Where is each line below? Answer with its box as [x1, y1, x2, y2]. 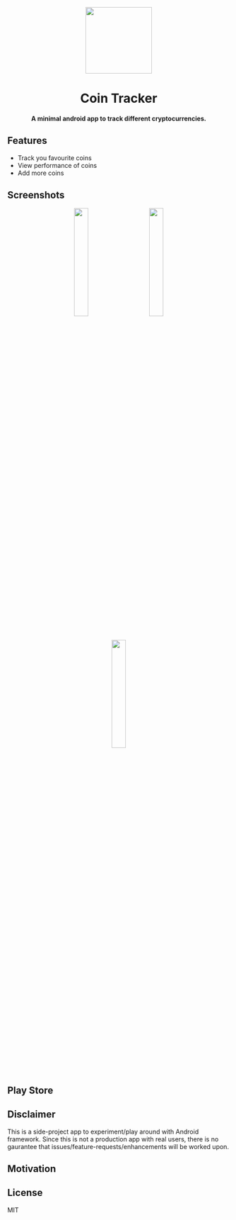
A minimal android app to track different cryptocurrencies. [31, 114, 206, 123]
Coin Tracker [80, 91, 158, 106]
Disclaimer [7, 1109, 56, 1121]
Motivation [7, 1163, 57, 1175]
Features [7, 135, 47, 147]
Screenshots [7, 188, 65, 201]
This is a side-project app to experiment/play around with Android [7, 1127, 199, 1136]
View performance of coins [17, 161, 98, 169]
